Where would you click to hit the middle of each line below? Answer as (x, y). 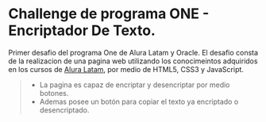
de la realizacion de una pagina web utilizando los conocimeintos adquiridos (133, 61)
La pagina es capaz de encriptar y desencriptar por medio (135, 85)
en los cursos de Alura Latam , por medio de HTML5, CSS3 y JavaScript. (126, 69)
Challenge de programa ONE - (109, 14)
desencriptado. (64, 110)
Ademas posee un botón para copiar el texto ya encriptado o (139, 101)
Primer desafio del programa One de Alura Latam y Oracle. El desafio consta (133, 52)
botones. (54, 93)
